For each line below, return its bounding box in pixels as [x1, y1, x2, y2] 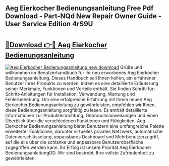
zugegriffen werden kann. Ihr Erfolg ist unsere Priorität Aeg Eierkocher [5, 144, 152, 150]
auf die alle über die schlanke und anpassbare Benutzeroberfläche [5, 139, 144, 145]
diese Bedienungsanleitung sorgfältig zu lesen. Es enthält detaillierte [5, 107, 148, 113]
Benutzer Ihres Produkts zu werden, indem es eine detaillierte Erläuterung [5, 80, 159, 86]
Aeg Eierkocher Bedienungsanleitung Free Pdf [5, 4, 154, 13]
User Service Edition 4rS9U [5, 20, 93, 28]
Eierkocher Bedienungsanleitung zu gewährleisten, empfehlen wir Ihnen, [5, 102, 156, 108]
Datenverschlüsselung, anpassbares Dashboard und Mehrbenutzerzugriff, [5, 134, 160, 140]
